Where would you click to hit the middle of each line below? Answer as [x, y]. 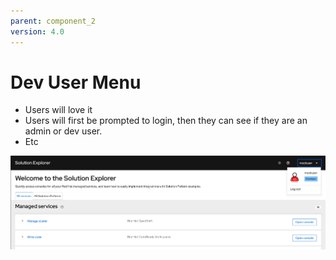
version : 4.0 [37, 31]
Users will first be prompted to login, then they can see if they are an [166, 121]
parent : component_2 [53, 21]
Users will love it [58, 110]
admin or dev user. [63, 131]
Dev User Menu [76, 82]
